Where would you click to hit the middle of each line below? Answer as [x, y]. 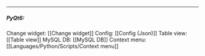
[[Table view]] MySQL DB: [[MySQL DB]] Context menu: [76, 40]
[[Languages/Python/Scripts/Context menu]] [63, 46]
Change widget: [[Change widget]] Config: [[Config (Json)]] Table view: [97, 33]
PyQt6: [16, 18]
